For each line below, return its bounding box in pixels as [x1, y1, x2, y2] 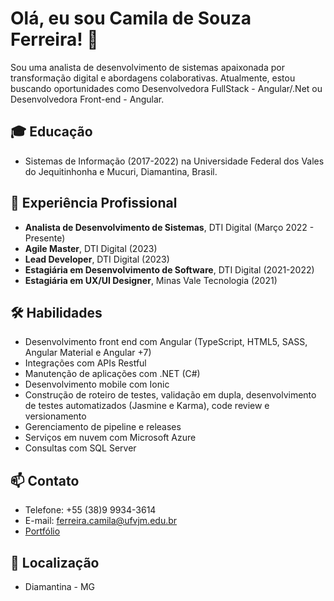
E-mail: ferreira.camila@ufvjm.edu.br [24, 515, 178, 527]
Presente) [24, 232, 66, 244]
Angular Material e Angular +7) [24, 347, 152, 359]
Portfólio [24, 525, 61, 537]
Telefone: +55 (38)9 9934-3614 [24, 504, 157, 516]
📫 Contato [10, 472, 80, 489]
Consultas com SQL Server [24, 442, 137, 454]
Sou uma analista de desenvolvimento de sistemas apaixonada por [10, 61, 285, 73]
